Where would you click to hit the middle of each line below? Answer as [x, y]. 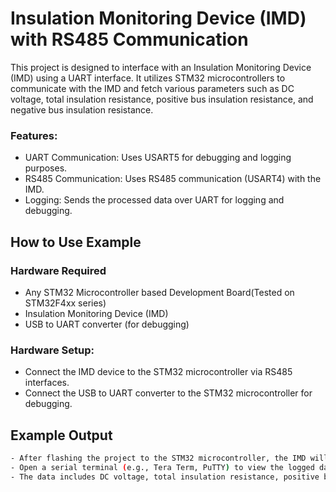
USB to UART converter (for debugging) [107, 324]
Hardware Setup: [52, 350]
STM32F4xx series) [65, 303]
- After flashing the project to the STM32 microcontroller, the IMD [158, 458]
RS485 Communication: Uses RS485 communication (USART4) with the [173, 179]
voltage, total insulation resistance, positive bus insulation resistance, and [162, 99]
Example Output [61, 435]
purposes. [46, 168]
